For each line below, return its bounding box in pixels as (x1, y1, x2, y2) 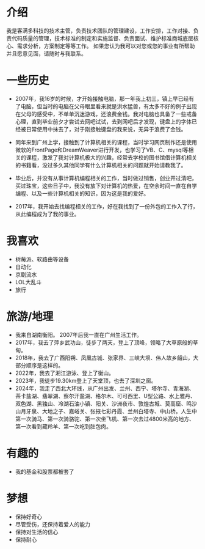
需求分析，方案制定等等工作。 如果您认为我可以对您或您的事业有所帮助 (16, 42, 195, 50)
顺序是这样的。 (26, 361, 64, 369)
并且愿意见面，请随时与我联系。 (6, 50, 87, 57)
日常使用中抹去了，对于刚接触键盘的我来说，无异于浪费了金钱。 (26, 125, 187, 133)
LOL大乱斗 (15, 278, 41, 286)
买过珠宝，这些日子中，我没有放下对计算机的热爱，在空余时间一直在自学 (15, 182, 197, 190)
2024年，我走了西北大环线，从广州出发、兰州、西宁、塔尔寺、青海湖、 (15, 385, 195, 392)
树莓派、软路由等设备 (15, 255, 69, 263)
